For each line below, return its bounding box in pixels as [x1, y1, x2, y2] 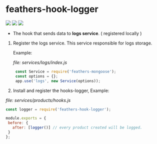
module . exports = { [5, 116, 46, 121]
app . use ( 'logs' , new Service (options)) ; [15, 78, 101, 83]
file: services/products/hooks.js [5, 97, 71, 103]
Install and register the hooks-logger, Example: [12, 87, 109, 93]
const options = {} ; [15, 73, 58, 78]
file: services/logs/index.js [12, 59, 67, 65]
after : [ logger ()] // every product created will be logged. [12, 125, 142, 130]
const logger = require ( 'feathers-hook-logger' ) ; [5, 106, 111, 112]
